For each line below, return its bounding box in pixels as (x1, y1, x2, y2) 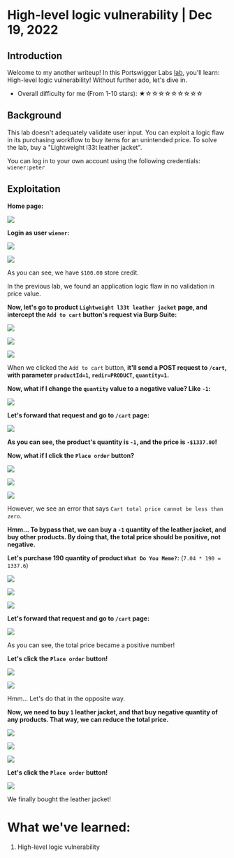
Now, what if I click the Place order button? (7, 451, 135, 459)
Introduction (7, 50, 63, 62)
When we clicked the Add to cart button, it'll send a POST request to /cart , (7, 363, 227, 371)
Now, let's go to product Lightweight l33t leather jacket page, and (7, 303, 207, 311)
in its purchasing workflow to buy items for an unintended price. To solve (7, 135, 217, 144)
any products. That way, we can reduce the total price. (7, 715, 169, 724)
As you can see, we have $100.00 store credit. (7, 268, 140, 277)
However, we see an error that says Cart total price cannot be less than (7, 504, 224, 513)
